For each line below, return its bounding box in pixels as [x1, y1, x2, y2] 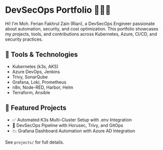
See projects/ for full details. [5, 139, 64, 145]
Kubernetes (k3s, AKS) [12, 63, 59, 69]
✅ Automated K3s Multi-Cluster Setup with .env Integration [12, 117, 132, 123]
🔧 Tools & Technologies [5, 50, 78, 59]
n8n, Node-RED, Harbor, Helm [12, 84, 74, 90]
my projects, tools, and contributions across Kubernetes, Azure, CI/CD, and [5, 31, 157, 37]
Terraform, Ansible [12, 89, 51, 95]
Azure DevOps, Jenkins [12, 69, 60, 75]
